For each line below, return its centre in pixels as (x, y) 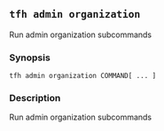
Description (35, 98)
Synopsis (30, 58)
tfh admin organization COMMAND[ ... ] (83, 76)
